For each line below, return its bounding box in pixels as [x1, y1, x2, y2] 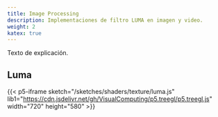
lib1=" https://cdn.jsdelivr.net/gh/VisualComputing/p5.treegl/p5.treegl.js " [7, 95, 213, 103]
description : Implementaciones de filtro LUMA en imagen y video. [7, 17, 203, 24]
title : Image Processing [7, 10, 79, 17]
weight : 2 [7, 23, 36, 30]
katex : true [7, 29, 42, 37]
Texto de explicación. [7, 49, 69, 57]
